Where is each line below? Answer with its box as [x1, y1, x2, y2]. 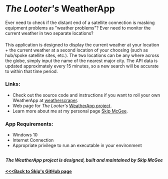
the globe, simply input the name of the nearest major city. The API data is [5, 57, 158, 63]
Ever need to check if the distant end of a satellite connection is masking [5, 19, 155, 25]
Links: [5, 80, 20, 87]
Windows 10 [12, 132, 38, 138]
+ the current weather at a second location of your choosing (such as [5, 47, 148, 53]
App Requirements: [5, 120, 53, 127]
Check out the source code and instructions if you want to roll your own [12, 92, 160, 98]
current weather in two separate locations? [5, 30, 94, 36]
